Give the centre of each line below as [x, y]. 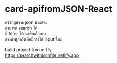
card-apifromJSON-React [59, 9]
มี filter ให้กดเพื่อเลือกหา [26, 33]
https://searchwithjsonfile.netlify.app [42, 55]
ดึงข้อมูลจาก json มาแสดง [26, 22]
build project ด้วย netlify [29, 49]
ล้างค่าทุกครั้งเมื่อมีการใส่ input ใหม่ [34, 39]
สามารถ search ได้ [21, 28]
